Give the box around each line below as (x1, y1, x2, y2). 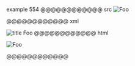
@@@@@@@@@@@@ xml (6, 18, 79, 24)
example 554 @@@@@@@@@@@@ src (6, 6, 112, 13)
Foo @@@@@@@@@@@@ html (23, 29, 109, 36)
